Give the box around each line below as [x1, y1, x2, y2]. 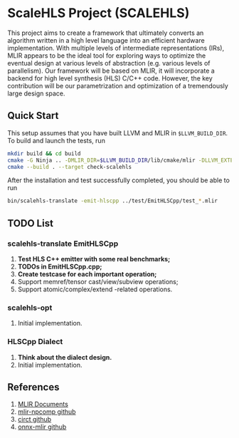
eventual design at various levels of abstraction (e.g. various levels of [7, 58, 211, 67]
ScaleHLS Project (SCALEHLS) [7, 5, 190, 21]
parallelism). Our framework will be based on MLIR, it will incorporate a [7, 66, 215, 75]
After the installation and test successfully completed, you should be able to [7, 176, 230, 184]
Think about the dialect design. [17, 353, 112, 361]
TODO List [7, 217, 53, 229]
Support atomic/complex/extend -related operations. [17, 285, 173, 293]
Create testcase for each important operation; [17, 269, 157, 278]
